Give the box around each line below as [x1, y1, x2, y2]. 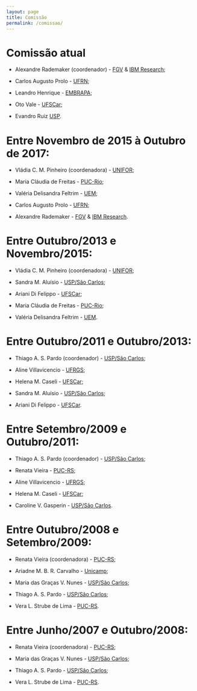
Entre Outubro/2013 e [6, 234, 116, 248]
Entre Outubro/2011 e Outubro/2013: [6, 335, 192, 348]
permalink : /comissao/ [6, 20, 63, 26]
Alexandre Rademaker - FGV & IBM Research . [14, 213, 128, 220]
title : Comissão [6, 14, 47, 20]
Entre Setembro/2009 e [6, 422, 127, 436]
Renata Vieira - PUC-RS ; [14, 467, 76, 474]
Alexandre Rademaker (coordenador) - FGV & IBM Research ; [14, 66, 166, 73]
